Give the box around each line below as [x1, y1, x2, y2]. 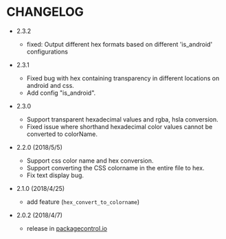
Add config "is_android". [26, 89, 96, 97]
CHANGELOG [6, 4, 84, 20]
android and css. [26, 81, 75, 89]
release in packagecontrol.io [26, 224, 108, 232]
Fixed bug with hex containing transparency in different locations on [26, 73, 220, 82]
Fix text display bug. [26, 171, 84, 179]
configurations [26, 47, 68, 56]
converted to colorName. [26, 130, 98, 138]
